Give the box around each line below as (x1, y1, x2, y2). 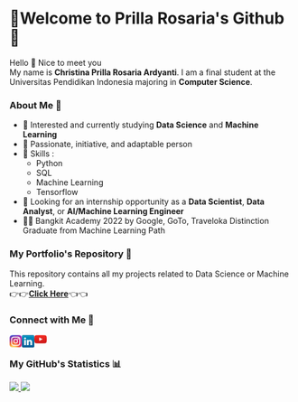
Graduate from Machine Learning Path (22, 225, 165, 236)
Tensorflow (35, 187, 79, 198)
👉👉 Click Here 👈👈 (9, 288, 88, 299)
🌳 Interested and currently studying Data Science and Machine (22, 119, 259, 130)
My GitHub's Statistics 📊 (9, 357, 122, 369)
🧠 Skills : (22, 148, 55, 159)
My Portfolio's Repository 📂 (9, 248, 133, 260)
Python (35, 158, 63, 169)
